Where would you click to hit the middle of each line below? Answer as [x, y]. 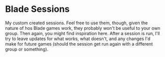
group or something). [27, 49]
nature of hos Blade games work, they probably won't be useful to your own [83, 28]
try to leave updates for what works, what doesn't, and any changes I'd [78, 39]
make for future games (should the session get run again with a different [79, 44]
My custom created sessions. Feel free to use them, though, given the [77, 23]
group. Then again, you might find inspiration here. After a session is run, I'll [82, 33]
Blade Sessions [37, 9]
